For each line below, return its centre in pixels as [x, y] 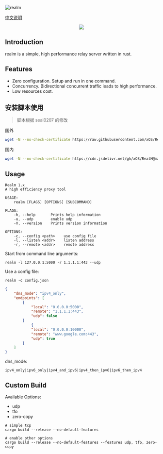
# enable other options [29, 438]
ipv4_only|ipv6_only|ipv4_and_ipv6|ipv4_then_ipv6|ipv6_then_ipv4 [73, 370]
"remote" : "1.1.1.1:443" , [57, 311]
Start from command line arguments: [42, 253]
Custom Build [26, 385]
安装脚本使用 [24, 108]
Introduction [24, 42]
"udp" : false [44, 316]
